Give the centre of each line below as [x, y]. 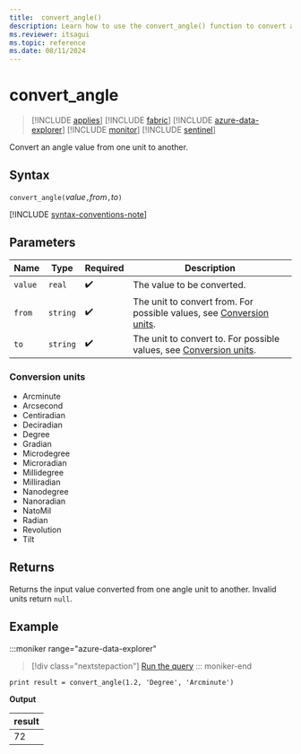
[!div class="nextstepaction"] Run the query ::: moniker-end [142, 666]
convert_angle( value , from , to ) [66, 197]
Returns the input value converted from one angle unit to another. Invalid [143, 589]
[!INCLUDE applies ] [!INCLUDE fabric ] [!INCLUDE [122, 120]
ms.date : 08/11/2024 [48, 51]
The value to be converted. [189, 285]
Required [104, 267]
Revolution [42, 530]
